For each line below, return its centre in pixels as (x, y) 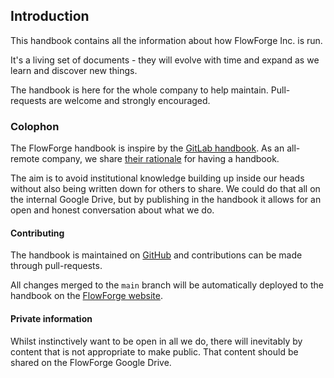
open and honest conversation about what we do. (112, 210)
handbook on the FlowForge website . (86, 296)
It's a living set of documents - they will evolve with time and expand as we (165, 60)
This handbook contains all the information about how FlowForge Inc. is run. (166, 40)
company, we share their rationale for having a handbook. (160, 159)
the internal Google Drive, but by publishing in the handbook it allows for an (166, 200)
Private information (51, 318)
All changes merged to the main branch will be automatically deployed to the (167, 285)
